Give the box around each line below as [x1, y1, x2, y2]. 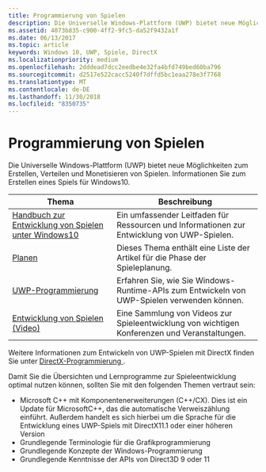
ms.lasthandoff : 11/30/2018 [8, 93, 101, 101]
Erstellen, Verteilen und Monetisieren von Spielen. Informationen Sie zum [8, 169, 246, 178]
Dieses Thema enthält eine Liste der [116, 243, 251, 254]
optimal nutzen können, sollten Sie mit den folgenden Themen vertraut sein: [8, 380, 256, 389]
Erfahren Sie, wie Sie [116, 275, 194, 286]
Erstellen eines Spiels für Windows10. [8, 178, 131, 187]
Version [19, 429, 45, 439]
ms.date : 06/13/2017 [8, 33, 77, 42]
